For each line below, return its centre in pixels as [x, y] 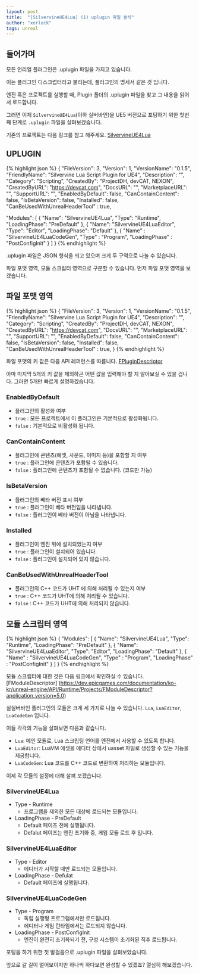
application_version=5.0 [35, 695]
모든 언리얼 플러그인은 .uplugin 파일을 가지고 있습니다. [69, 70]
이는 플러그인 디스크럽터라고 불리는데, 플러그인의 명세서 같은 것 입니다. [88, 82]
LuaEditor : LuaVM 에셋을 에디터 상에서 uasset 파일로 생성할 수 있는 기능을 [102, 748]
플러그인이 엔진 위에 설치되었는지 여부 [59, 544]
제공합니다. [28, 755]
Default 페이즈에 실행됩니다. [56, 882]
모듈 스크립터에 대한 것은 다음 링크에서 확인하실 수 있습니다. [75, 676]
